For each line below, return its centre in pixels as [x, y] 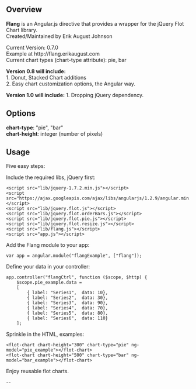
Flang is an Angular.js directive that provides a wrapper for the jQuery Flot [95, 23]
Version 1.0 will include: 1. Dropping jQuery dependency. [75, 95]
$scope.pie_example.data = [49, 283]
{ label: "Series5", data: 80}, [68, 313]
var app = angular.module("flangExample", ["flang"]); [74, 256]
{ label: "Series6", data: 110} [68, 318]
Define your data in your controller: [48, 267]
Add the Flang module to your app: [48, 245]
